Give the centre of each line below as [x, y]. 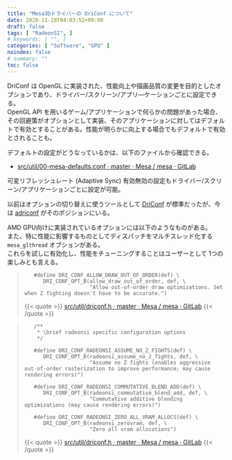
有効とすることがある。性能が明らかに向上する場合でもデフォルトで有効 [122, 129]
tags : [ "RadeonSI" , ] [40, 33]
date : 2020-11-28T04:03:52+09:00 [55, 20]
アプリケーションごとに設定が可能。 [73, 189]
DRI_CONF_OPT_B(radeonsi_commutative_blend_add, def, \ [125, 393]
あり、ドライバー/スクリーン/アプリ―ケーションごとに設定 [121, 94]
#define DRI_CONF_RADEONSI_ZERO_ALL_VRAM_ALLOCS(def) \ [116, 417]
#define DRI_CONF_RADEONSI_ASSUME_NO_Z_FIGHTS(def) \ [113, 351]
